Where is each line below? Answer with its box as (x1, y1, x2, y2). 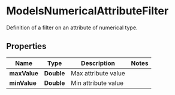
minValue (9, 79, 37, 87)
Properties (6, 41, 47, 51)
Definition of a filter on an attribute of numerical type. (6, 24, 138, 31)
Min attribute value (71, 79, 124, 87)
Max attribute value (71, 69, 126, 77)
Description (80, 59, 116, 67)
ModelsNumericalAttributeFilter (6, 4, 169, 18)
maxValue (9, 69, 39, 77)
